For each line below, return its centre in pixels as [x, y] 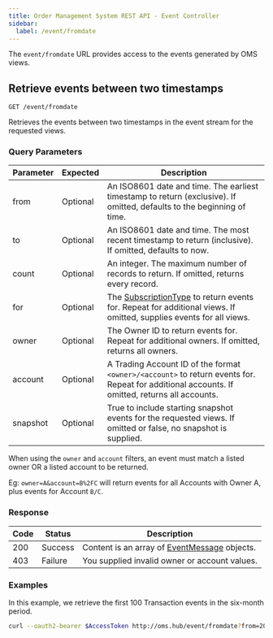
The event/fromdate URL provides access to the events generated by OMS [133, 54]
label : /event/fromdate [56, 31]
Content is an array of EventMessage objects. [169, 547]
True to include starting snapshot [170, 408]
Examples [28, 584]
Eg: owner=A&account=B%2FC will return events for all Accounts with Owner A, [135, 483]
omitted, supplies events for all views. [178, 318]
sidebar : [23, 24]
